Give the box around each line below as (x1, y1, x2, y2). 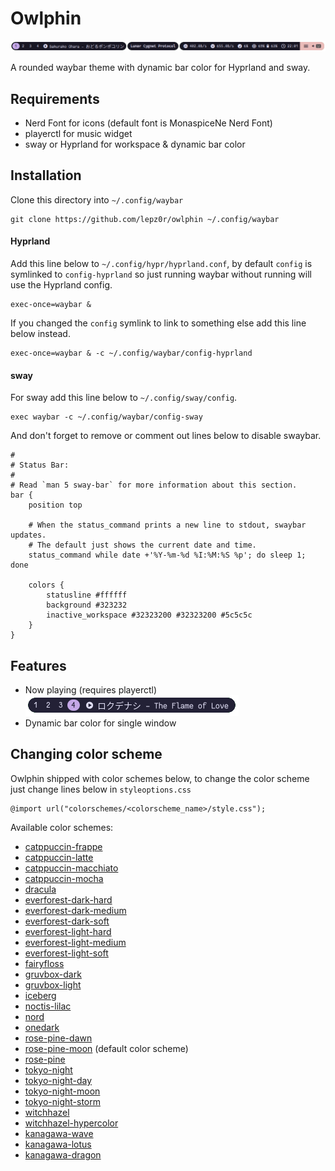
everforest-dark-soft (24, 915, 110, 927)
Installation (10, 167, 82, 184)
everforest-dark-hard (24, 893, 113, 906)
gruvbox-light (24, 978, 82, 991)
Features (10, 657, 67, 674)
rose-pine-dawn (24, 1032, 93, 1044)
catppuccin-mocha (24, 872, 104, 884)
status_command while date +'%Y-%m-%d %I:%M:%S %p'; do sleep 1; (28, 550, 307, 561)
